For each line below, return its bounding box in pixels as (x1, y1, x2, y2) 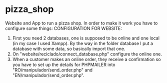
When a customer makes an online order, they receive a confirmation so (12, 56, 161, 62)
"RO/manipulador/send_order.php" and (12, 66, 92, 73)
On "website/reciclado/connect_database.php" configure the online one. (12, 51, 162, 57)
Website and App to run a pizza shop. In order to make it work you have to (5, 20, 158, 26)
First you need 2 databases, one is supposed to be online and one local (12, 35, 160, 41)
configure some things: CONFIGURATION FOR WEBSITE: (5, 25, 122, 31)
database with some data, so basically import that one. (12, 45, 125, 51)
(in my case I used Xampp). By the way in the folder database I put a (12, 40, 153, 46)
